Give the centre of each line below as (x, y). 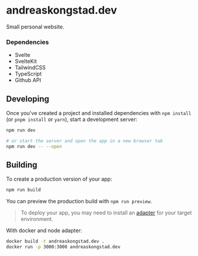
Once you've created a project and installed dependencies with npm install (99, 113)
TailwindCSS (30, 68)
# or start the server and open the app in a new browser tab (84, 141)
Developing (28, 99)
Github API (28, 80)
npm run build (24, 190)
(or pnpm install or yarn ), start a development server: (72, 120)
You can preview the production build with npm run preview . (79, 201)
